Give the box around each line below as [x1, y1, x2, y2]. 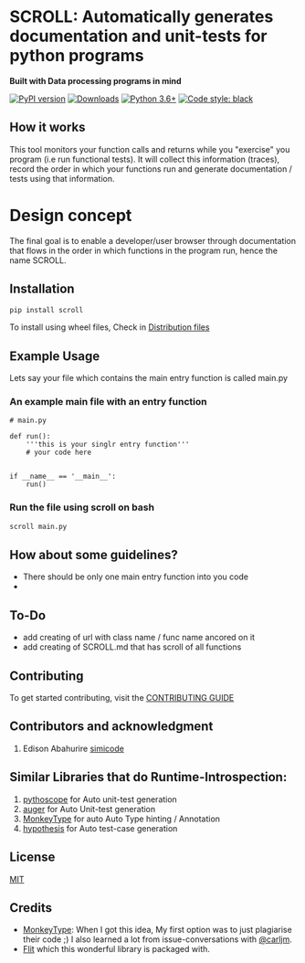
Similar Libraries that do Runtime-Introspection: [9, 769, 288, 785]
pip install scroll [9, 305, 84, 314]
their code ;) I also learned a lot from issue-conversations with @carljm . [22, 934, 292, 945]
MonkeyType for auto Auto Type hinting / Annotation [22, 813, 221, 824]
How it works [9, 120, 86, 135]
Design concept [9, 205, 132, 226]
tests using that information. [9, 173, 115, 184]
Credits [9, 900, 53, 915]
